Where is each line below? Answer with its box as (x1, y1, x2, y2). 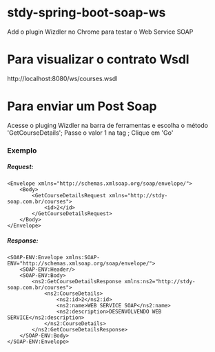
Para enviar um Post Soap (7, 98, 157, 114)
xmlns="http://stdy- (109, 192, 168, 199)
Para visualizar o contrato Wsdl (7, 52, 190, 67)
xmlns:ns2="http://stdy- (124, 278, 196, 285)
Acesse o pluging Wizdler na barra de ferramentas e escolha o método (7, 121, 209, 129)
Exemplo (7, 146, 37, 155)
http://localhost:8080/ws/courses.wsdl (7, 74, 118, 82)
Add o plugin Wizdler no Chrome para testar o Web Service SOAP (7, 27, 194, 36)
